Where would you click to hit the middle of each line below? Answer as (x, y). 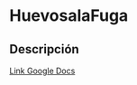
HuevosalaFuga (69, 16)
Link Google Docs (42, 71)
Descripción (44, 49)
